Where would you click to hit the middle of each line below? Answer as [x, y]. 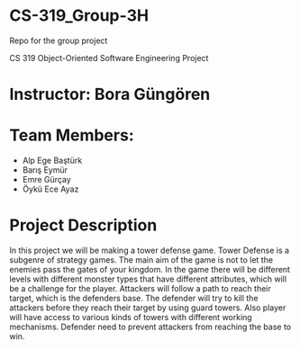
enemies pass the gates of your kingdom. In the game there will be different [150, 269]
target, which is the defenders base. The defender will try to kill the [134, 298]
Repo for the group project [59, 40]
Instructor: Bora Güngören [110, 94]
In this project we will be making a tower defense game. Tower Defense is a [150, 250]
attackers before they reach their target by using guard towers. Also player [148, 308]
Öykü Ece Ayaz [50, 189]
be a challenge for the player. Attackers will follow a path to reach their [141, 288]
